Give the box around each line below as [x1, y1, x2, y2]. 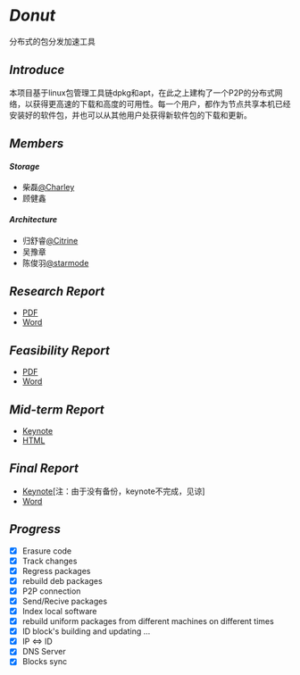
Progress [9, 521, 61, 537]
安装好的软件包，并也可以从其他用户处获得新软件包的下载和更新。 [9, 109, 252, 121]
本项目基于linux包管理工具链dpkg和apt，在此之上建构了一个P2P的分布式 [9, 87, 275, 98]
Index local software [21, 605, 97, 616]
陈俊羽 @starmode [21, 257, 89, 268]
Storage [9, 161, 40, 171]
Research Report [9, 283, 105, 299]
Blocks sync [21, 656, 68, 667]
